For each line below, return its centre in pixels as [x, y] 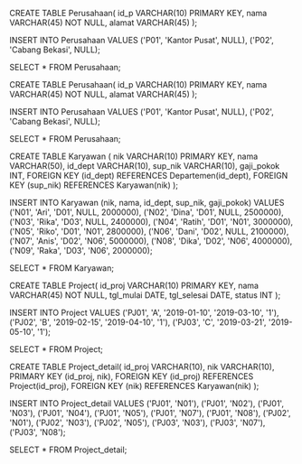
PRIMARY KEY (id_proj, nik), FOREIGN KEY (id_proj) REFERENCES [132, 376]
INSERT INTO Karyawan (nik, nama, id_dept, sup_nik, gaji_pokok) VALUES [147, 203]
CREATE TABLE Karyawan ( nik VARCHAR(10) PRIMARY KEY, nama [134, 156]
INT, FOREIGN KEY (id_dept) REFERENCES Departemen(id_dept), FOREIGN [149, 176]
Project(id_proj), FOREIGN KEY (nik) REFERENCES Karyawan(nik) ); [134, 386]
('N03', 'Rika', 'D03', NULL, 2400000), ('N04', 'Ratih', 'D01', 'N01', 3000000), [151, 222]
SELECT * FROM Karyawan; [62, 268]
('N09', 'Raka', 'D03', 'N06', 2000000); [81, 251]
